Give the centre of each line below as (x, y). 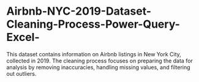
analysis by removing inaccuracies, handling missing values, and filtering (99, 67)
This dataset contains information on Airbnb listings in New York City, (94, 54)
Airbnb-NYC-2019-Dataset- (79, 11)
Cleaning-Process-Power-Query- (93, 24)
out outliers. (21, 73)
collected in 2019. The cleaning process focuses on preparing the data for (99, 61)
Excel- (23, 37)
